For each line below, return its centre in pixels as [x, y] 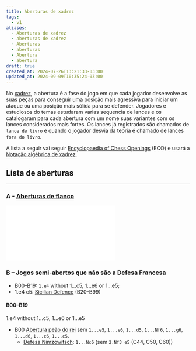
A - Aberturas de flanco [40, 196]
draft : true [20, 66]
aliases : [17, 28]
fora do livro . [24, 137]
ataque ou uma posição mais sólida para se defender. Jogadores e [86, 106]
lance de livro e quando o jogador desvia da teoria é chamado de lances [95, 131]
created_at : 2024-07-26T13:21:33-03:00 [55, 71]
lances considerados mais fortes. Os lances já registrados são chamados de [98, 125]
